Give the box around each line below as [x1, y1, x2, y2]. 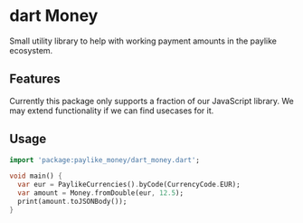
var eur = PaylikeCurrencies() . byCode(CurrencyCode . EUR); [17, 180, 241, 189]
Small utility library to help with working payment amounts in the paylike [9, 35, 278, 46]
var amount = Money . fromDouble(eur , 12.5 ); [17, 189, 184, 198]
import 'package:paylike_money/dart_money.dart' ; [9, 155, 201, 164]
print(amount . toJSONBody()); [17, 197, 128, 207]
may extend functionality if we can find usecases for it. [9, 105, 214, 116]
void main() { [9, 171, 63, 181]
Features [9, 72, 61, 87]
